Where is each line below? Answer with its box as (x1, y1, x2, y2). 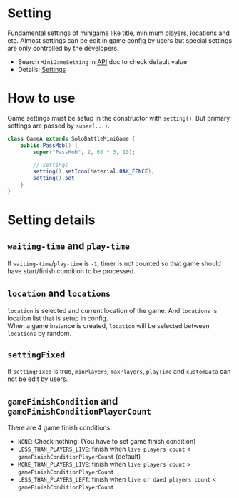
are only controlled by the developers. (7, 44, 119, 52)
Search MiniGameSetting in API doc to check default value (17, 57, 188, 66)
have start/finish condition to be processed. (7, 266, 136, 275)
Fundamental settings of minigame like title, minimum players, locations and (7, 29, 230, 37)
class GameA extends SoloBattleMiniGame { (7, 135, 136, 142)
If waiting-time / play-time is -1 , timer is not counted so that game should (7, 259, 221, 268)
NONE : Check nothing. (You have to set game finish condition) (17, 437, 196, 446)
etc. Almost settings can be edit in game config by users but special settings (7, 36, 233, 44)
